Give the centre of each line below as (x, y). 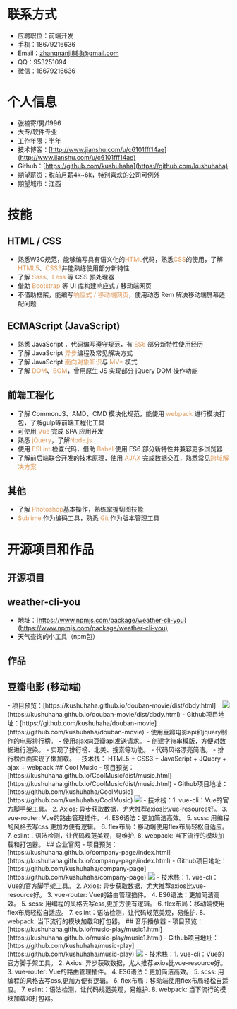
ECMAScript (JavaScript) (64, 326)
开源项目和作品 (51, 549)
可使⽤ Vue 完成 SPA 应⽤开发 (61, 431)
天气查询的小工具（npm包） (58, 636)
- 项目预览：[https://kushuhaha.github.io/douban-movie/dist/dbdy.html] (112, 705)
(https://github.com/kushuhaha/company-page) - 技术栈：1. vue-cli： (113, 877)
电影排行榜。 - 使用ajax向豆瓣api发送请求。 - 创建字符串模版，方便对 (120, 741)
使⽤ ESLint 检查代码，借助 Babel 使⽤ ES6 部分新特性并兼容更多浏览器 (120, 449)
